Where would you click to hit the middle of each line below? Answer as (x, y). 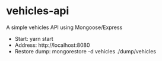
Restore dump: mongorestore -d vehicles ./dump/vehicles (85, 51)
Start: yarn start (34, 38)
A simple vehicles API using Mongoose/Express (64, 27)
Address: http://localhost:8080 (52, 45)
